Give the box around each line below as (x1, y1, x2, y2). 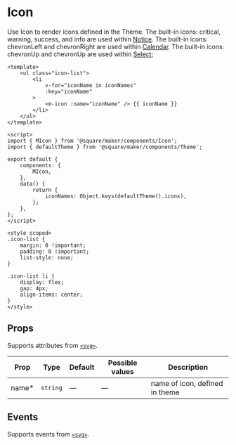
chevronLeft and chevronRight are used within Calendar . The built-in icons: (7, 42, 225, 51)
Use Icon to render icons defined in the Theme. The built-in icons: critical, (7, 27, 221, 36)
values (111, 366, 135, 376)
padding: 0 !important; (20, 247, 90, 255)
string (41, 384, 63, 392)
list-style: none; (20, 254, 74, 261)
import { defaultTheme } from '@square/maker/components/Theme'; (7, 143, 202, 150)
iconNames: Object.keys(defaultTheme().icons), (44, 193, 188, 200)
